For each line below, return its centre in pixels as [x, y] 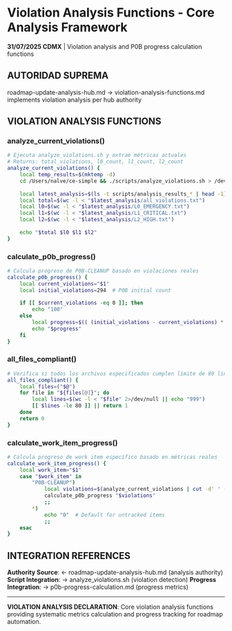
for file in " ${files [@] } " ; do [65, 393]
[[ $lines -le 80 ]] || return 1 [80, 406]
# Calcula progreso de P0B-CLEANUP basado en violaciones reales [103, 271]
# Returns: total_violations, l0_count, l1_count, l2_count [96, 162]
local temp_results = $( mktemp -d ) [68, 175]
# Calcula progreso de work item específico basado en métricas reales [112, 457]
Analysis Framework [67, 27]
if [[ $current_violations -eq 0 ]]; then [81, 303]
